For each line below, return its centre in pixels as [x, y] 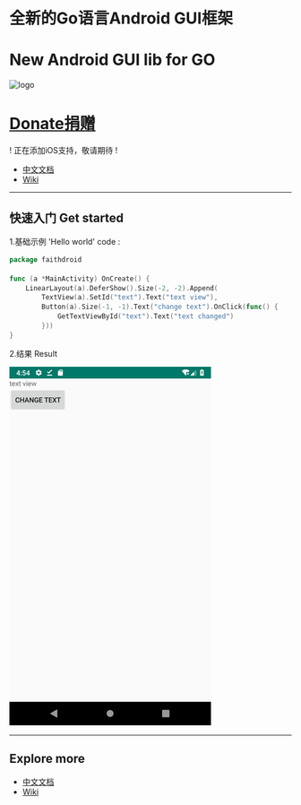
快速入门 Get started [66, 218]
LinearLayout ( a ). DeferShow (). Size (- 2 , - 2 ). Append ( [122, 288]
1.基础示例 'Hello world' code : [65, 241]
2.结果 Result [34, 353]
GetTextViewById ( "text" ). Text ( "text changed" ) [146, 316]
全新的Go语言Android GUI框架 [121, 18]
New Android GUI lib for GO [112, 60]
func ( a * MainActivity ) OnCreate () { [80, 279]
